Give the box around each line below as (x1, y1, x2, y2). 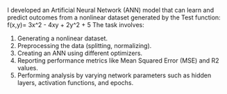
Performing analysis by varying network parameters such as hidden (17, 71, 212, 79)
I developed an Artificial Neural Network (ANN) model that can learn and (7, 6, 214, 14)
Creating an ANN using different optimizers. (17, 49, 143, 57)
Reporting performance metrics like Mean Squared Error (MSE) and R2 (17, 56, 220, 65)
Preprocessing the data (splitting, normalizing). (17, 42, 152, 49)
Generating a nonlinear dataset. (17, 34, 108, 42)
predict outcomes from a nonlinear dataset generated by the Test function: (7, 13, 221, 22)
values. (17, 64, 38, 72)
